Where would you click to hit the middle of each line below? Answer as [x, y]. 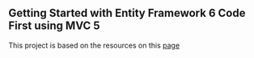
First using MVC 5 [54, 26]
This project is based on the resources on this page [94, 45]
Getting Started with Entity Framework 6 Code [127, 13]
